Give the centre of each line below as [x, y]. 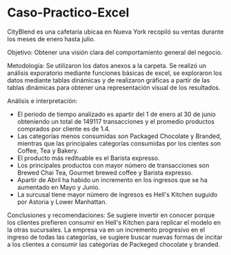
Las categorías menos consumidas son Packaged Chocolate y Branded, [119, 136]
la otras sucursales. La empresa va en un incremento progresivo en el [106, 230]
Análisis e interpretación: [42, 100]
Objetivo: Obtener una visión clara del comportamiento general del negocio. [115, 52]
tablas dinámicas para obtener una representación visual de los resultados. [114, 87]
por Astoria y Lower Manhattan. [62, 201]
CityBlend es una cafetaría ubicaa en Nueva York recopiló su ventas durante [115, 32]
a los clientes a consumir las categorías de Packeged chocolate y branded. [114, 244]
